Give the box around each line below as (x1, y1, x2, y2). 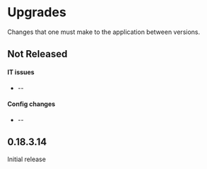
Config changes (7, 100, 56, 108)
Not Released (7, 48, 68, 60)
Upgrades (7, 4, 67, 21)
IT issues (7, 68, 35, 76)
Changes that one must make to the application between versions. (7, 28, 201, 36)
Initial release (7, 155, 46, 163)
